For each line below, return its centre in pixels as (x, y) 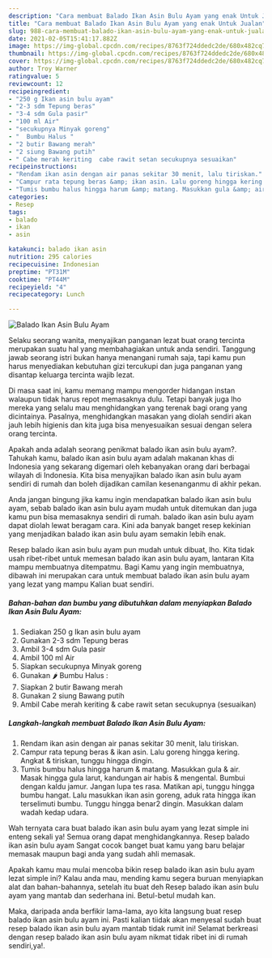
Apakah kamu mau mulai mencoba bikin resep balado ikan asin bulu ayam (132, 870)
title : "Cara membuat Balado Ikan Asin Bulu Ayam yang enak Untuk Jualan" (137, 24)
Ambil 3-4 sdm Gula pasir (63, 649)
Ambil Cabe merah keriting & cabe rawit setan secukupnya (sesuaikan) (138, 705)
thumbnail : (27, 54)
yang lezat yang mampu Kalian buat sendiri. (81, 584)
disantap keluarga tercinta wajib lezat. (72, 375)
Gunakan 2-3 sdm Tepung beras (74, 641)
